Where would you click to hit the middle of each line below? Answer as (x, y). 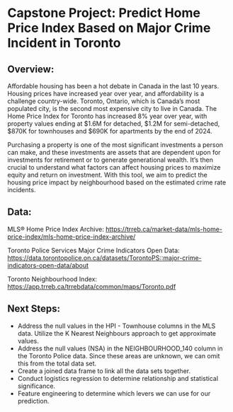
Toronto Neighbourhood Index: (52, 279)
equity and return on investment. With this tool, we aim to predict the (107, 175)
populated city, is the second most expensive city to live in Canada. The (112, 108)
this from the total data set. (57, 363)
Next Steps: (34, 309)
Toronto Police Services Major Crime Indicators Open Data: (93, 250)
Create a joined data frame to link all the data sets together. (104, 371)
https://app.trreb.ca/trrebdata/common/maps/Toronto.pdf (92, 286)
